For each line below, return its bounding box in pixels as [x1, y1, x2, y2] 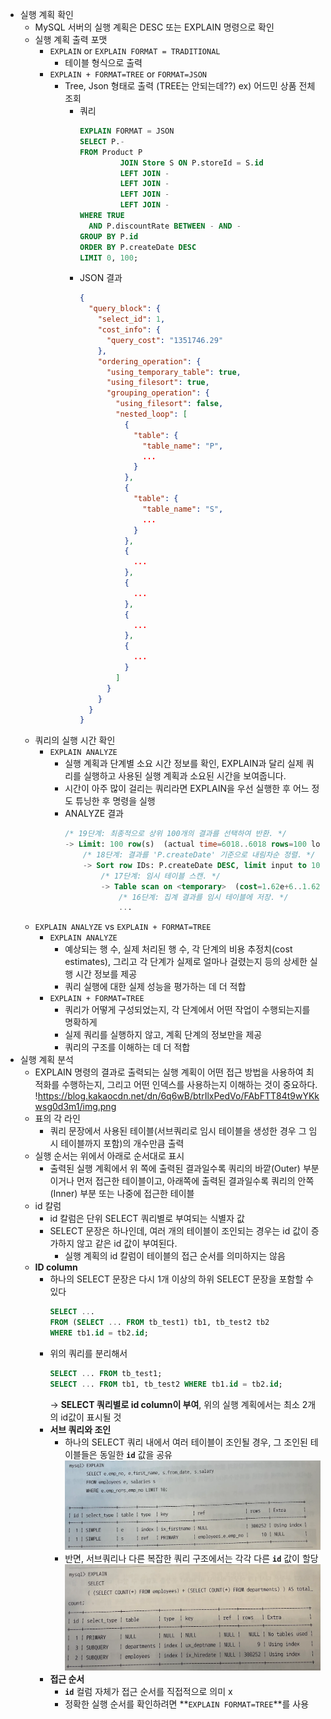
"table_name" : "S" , [142, 504, 224, 514]
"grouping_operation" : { [106, 388, 210, 398]
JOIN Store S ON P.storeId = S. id [119, 158, 264, 168]
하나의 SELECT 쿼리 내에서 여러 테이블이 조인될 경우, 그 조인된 [64, 1436, 308, 1448]
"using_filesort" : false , [115, 399, 224, 409]
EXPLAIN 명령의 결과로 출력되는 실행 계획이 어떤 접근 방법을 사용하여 [34, 1066, 304, 1078]
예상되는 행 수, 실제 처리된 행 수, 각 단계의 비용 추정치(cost [64, 943, 293, 955]
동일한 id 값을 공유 [99, 1448, 173, 1460]
